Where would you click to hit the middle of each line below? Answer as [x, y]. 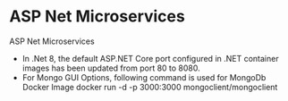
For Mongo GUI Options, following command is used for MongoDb [144, 77]
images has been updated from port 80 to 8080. [111, 68]
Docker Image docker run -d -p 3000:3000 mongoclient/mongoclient [150, 87]
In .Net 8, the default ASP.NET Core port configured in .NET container [150, 58]
